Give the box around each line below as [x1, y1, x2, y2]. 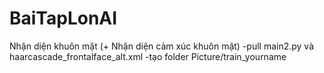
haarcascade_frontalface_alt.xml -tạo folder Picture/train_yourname [9, 50, 287, 62]
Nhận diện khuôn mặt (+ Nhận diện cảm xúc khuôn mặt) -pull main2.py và [9, 40, 315, 52]
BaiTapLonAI [9, 7, 118, 30]
